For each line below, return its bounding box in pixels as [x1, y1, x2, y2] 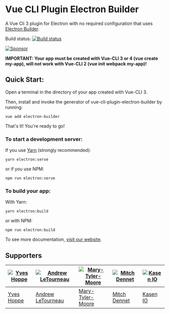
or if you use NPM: [5, 166, 45, 172]
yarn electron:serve [5, 157, 49, 162]
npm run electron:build [5, 228, 56, 233]
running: [5, 104, 23, 110]
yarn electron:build [5, 209, 49, 214]
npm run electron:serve [5, 176, 56, 181]
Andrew [35, 291, 55, 298]
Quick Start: [5, 75, 44, 84]
